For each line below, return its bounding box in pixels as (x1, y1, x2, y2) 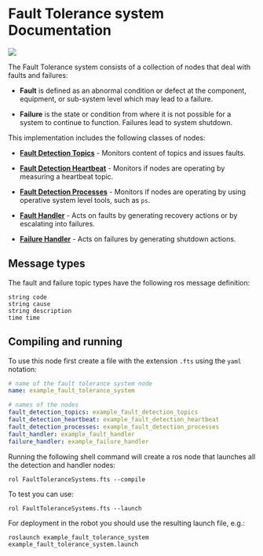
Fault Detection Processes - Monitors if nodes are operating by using (19, 186, 246, 197)
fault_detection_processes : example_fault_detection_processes (8, 422, 220, 431)
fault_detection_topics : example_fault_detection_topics (8, 408, 199, 417)
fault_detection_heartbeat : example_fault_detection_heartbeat (8, 416, 220, 424)
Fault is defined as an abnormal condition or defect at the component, (19, 86, 247, 95)
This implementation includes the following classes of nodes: (8, 133, 206, 142)
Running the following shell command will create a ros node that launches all (8, 451, 256, 461)
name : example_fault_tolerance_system (8, 387, 135, 395)
